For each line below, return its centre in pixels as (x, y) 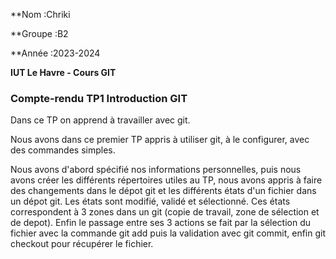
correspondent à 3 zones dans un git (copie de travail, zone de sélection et (165, 212)
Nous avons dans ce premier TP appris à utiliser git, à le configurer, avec (160, 140)
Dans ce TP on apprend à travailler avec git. (100, 120)
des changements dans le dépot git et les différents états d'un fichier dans (163, 191)
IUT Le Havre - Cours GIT (63, 72)
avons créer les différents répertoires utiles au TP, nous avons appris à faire (166, 180)
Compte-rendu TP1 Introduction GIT (99, 98)
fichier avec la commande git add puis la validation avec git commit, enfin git (168, 233)
